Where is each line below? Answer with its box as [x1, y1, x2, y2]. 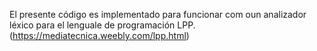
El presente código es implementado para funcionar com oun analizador [9, 9, 307, 20]
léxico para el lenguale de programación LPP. [9, 19, 196, 31]
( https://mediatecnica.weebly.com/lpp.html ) [9, 30, 190, 41]
